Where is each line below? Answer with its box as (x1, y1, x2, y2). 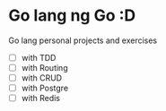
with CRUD (21, 73, 63, 83)
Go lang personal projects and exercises (8, 35, 158, 46)
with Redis (21, 93, 60, 104)
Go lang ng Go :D (8, 5, 136, 26)
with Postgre (21, 82, 69, 94)
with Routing (21, 63, 68, 73)
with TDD (21, 52, 57, 63)
